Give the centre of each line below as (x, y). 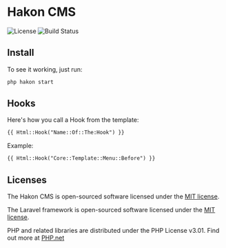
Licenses (27, 180)
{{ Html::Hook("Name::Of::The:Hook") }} (66, 133)
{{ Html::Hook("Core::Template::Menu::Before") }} (81, 158)
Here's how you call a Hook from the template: (73, 120)
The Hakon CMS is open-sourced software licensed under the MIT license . (113, 196)
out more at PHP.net (36, 238)
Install (21, 53)
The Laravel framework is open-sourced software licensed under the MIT (111, 210)
